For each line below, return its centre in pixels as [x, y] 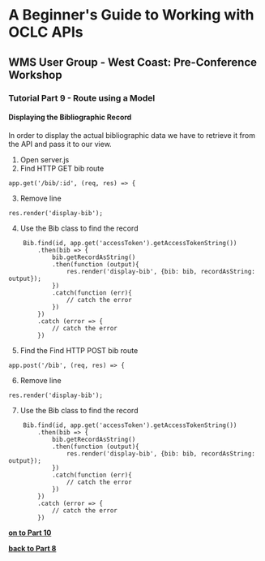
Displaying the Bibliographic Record [70, 117]
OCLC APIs [46, 32]
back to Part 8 [32, 548]
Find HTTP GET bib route [62, 168]
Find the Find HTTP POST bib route [79, 350]
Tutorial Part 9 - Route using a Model [82, 97]
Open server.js [45, 159]
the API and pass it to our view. [60, 144]
